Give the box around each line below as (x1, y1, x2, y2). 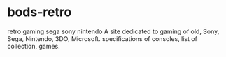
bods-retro (7, 4, 72, 20)
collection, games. (7, 42, 61, 50)
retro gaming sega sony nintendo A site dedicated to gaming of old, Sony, (7, 27, 220, 35)
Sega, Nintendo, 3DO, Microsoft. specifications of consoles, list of (7, 34, 198, 42)
